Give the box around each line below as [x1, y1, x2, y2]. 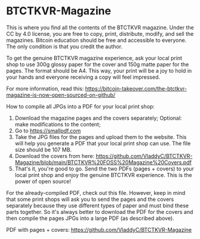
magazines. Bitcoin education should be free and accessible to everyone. [6, 36, 187, 44]
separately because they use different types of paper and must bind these [6, 201, 189, 209]
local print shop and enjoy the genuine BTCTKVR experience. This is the [14, 171, 192, 178]
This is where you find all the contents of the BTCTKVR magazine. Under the [6, 24, 194, 31]
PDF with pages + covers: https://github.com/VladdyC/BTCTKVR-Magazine [6, 226, 192, 233]
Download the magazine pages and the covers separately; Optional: [14, 114, 182, 122]
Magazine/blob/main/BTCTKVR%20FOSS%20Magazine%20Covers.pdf [14, 159, 192, 166]
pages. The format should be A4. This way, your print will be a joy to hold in [6, 67, 192, 74]
